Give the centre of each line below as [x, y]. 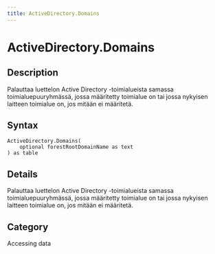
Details [22, 174]
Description [33, 73]
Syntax [23, 125]
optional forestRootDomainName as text [77, 147]
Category [28, 227]
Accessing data [29, 244]
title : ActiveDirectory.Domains [53, 13]
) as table [23, 153]
